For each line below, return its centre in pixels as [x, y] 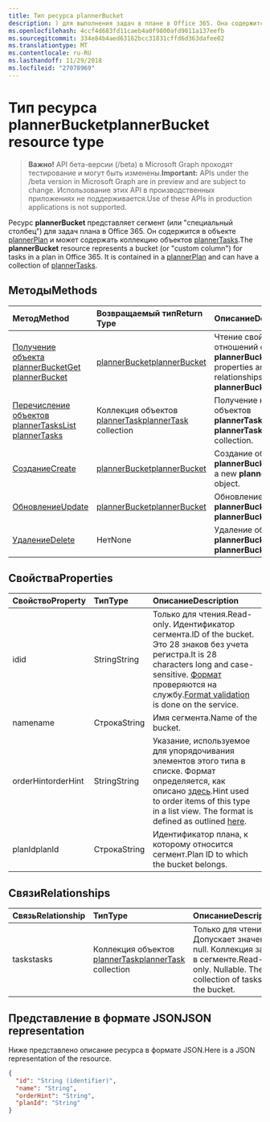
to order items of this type [201, 801]
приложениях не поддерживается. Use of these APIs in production [140, 199]
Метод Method [41, 318]
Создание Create [44, 469]
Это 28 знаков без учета [200, 645]
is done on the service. [195, 705]
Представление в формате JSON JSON [110, 1018]
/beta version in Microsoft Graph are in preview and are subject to [137, 181]
